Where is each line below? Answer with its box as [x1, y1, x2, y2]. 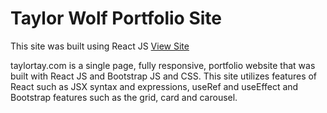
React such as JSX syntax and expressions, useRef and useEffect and [10, 80, 299, 92]
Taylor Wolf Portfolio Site [10, 7, 222, 30]
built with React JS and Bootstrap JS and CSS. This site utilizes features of [10, 70, 318, 82]
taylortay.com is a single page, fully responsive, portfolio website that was [10, 59, 316, 71]
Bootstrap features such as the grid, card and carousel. [10, 91, 238, 103]
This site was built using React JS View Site [10, 40, 190, 52]
